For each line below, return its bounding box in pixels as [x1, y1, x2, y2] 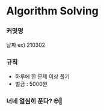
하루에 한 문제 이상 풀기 [14, 73, 70, 80]
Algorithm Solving [6, 4, 99, 18]
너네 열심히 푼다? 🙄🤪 [6, 97, 63, 105]
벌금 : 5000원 [14, 80, 48, 88]
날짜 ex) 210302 [6, 41, 46, 49]
